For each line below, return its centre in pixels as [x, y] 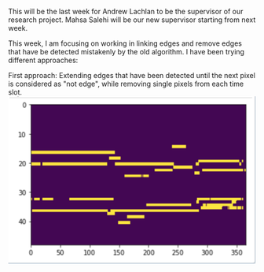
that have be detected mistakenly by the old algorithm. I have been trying [126, 52]
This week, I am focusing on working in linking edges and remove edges [125, 43]
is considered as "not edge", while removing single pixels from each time [126, 84]
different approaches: [43, 60]
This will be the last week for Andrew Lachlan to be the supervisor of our [126, 11]
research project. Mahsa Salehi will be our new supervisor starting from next [132, 20]
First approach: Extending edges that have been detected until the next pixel [132, 75]
